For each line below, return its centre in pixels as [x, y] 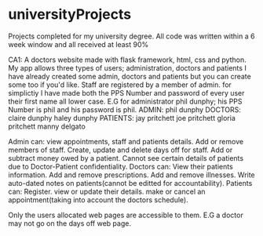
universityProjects [70, 15]
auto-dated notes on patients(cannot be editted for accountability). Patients [130, 183]
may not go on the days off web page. [70, 223]
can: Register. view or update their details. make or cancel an [107, 191]
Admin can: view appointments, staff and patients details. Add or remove [126, 141]
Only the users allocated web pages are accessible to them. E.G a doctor [126, 215]
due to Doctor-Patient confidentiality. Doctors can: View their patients [121, 166]
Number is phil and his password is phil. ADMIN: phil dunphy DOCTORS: [124, 109]
